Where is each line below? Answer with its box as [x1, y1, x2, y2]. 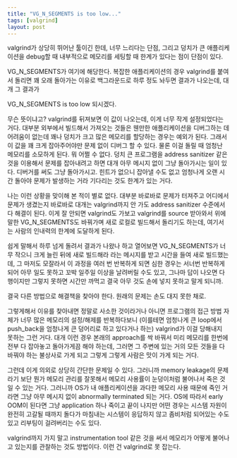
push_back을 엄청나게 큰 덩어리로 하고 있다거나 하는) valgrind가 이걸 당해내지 [7, 325, 223, 333]
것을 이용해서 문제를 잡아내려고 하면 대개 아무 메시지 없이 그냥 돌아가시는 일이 [7, 159, 220, 168]
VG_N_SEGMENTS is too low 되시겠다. [7, 100, 117, 109]
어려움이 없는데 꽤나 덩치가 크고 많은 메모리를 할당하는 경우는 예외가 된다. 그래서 [7, 132, 228, 141]
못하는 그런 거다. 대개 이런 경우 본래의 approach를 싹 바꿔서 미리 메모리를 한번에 [7, 333, 229, 342]
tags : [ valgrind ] [7, 17, 59, 24]
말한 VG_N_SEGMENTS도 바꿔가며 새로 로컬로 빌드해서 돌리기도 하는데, [7, 218, 206, 226]
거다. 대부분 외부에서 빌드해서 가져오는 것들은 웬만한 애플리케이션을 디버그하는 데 [7, 124, 230, 132]
